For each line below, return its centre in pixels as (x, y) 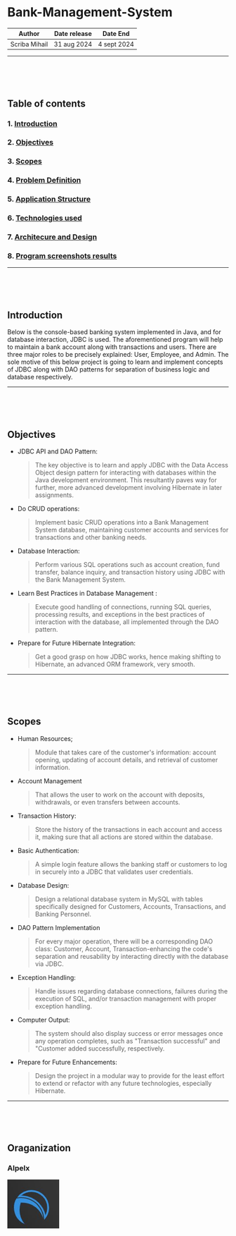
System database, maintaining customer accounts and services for (132, 530)
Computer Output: (44, 1020)
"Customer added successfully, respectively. (100, 1048)
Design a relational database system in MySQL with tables (119, 899)
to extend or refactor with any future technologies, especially (123, 1083)
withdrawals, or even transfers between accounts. (107, 802)
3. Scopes (25, 161)
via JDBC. (50, 964)
